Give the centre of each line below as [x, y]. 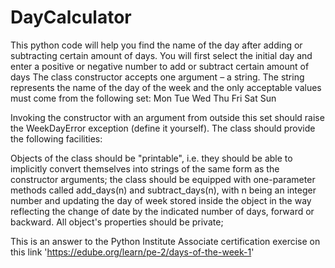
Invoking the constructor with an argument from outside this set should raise [167, 117]
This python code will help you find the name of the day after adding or [156, 45]
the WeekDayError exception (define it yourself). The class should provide [163, 128]
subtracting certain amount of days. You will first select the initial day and [161, 55]
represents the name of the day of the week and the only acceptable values [166, 87]
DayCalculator [71, 17]
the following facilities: [56, 138]
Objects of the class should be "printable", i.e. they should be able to [151, 158]
